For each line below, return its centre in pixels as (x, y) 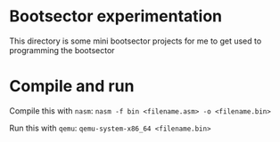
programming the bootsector (62, 50)
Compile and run (72, 87)
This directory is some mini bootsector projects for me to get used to (136, 41)
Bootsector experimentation (116, 16)
